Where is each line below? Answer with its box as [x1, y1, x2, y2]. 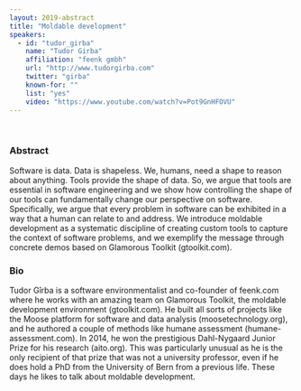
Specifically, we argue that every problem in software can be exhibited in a [9, 203, 287, 214]
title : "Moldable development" [9, 22, 127, 31]
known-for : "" [25, 80, 78, 89]
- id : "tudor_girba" [17, 38, 95, 48]
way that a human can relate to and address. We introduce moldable [9, 213, 263, 224]
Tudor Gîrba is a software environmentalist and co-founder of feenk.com [9, 284, 279, 295]
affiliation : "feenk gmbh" [25, 55, 127, 64]
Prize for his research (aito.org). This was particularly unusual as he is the [9, 342, 284, 353]
